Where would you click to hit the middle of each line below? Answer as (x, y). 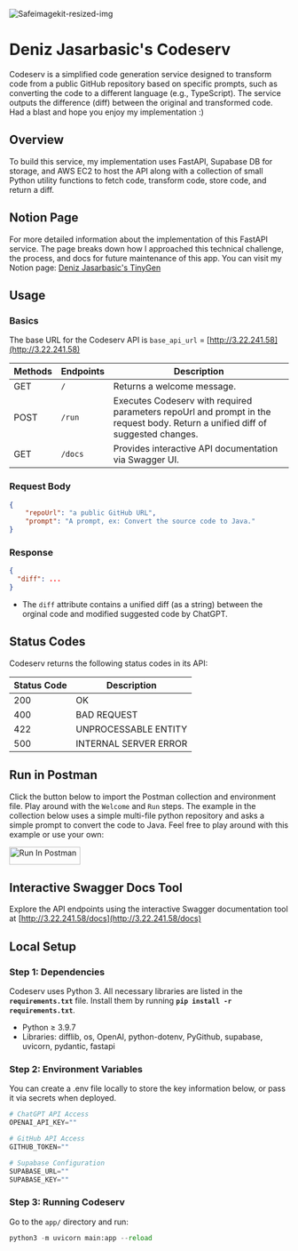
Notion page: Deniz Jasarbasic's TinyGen (85, 268)
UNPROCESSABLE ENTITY (132, 729)
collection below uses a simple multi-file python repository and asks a (137, 815)
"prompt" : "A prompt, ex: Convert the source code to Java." (140, 521)
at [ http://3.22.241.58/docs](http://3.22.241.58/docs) (106, 918)
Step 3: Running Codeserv (67, 1202)
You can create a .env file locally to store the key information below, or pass (148, 1088)
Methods (33, 372)
